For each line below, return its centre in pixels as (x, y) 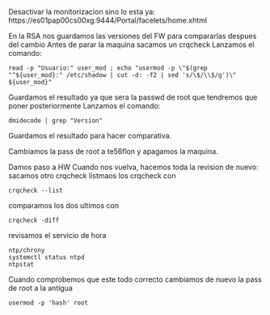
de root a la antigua (40, 288)
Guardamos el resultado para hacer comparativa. (90, 136)
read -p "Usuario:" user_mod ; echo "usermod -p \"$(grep (108, 68)
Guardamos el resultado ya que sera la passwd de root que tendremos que (133, 97)
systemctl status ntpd (46, 258)
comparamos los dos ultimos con (64, 205)
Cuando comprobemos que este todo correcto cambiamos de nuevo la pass (135, 279)
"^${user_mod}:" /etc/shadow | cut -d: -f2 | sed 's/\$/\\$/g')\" (122, 75)
